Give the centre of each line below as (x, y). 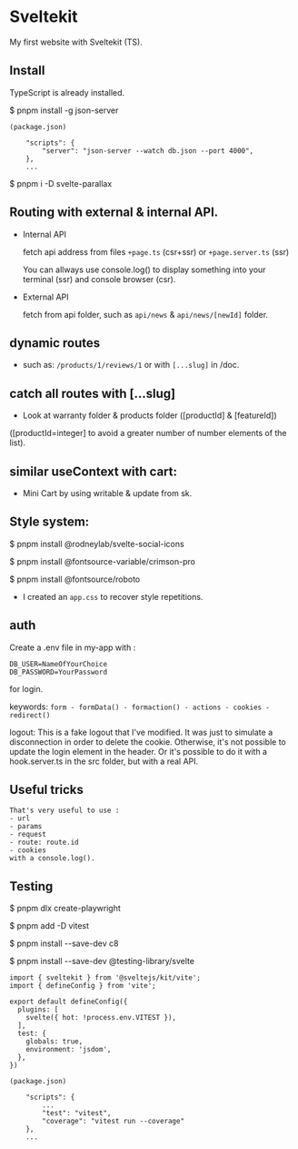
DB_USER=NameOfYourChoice (58, 664)
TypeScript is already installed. (67, 92)
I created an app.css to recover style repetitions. (113, 596)
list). (17, 442)
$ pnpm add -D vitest (49, 926)
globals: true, (55, 1042)
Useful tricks (47, 790)
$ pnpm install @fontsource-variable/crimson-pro (102, 561)
